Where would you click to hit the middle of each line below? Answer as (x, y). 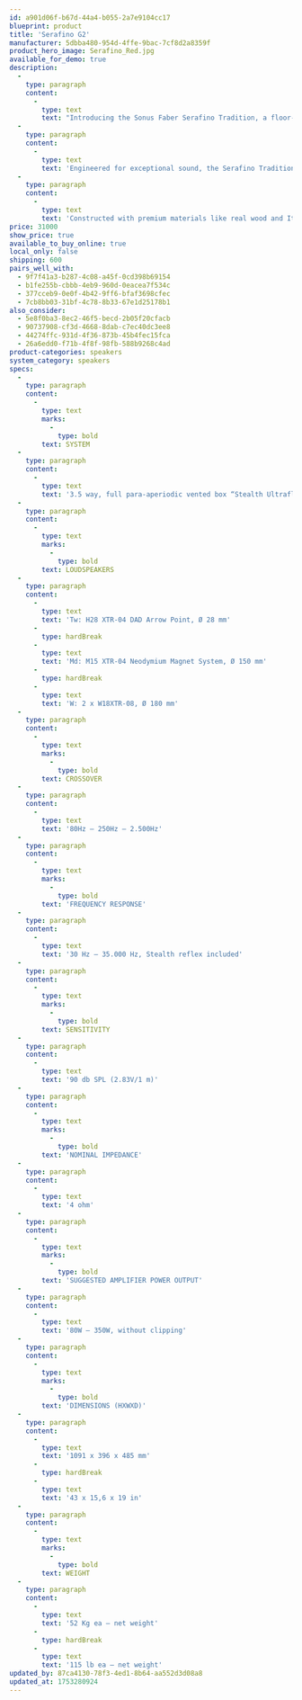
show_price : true (42, 235)
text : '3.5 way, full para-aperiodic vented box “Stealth (152, 494)
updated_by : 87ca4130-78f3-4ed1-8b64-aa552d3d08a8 (106, 1674)
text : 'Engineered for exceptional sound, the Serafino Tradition (169, 168)
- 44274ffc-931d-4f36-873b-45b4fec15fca (94, 336)
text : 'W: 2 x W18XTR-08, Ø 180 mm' (110, 703)
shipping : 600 (36, 260)
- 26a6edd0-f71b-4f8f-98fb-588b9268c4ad (94, 344)
